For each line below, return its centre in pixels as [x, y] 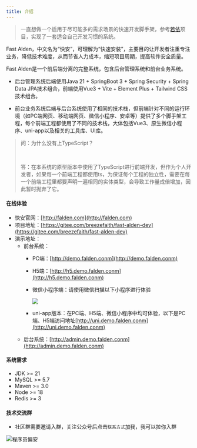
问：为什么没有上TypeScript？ [57, 143]
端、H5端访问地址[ [55, 320]
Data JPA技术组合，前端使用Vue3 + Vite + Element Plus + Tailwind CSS [101, 88]
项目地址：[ [29, 225]
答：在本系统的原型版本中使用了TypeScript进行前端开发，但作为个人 [103, 167]
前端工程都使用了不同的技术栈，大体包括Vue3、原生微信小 [106, 123]
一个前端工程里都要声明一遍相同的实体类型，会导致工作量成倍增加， [103, 181]
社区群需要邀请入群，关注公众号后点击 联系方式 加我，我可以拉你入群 [96, 427]
